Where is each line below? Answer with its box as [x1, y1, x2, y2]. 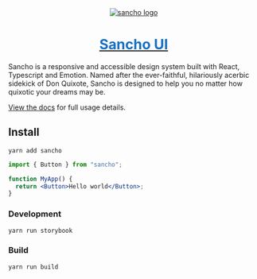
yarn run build [8, 262, 59, 271]
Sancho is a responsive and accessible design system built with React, [8, 61, 240, 71]
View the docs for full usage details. [8, 103, 126, 112]
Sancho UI [99, 36, 169, 54]
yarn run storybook [8, 227, 73, 234]
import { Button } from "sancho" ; [8, 161, 123, 169]
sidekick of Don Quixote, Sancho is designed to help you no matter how [8, 79, 243, 88]
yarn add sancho [8, 146, 62, 154]
